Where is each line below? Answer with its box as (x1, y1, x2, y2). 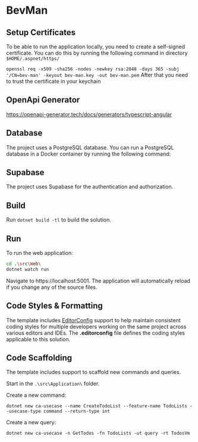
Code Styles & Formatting (6, 301, 103, 311)
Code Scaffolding (6, 353, 73, 363)
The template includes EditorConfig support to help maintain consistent (6, 316, 181, 323)
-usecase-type (6, 409, 42, 415)
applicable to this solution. (6, 335, 71, 343)
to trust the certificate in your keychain (6, 78, 101, 85)
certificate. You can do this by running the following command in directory (6, 49, 188, 57)
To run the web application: (6, 250, 73, 257)
